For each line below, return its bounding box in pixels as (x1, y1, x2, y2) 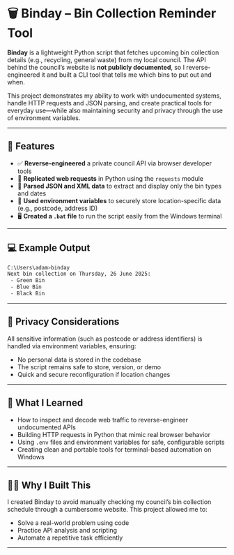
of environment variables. (7, 113, 81, 122)
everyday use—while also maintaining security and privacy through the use (7, 106, 223, 114)
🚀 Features (7, 140, 55, 152)
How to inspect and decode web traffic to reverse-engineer (17, 415, 188, 424)
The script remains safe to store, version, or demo (17, 362, 162, 371)
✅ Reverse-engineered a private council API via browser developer (17, 158, 212, 168)
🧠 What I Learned (7, 397, 84, 409)
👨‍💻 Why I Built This (7, 479, 91, 491)
